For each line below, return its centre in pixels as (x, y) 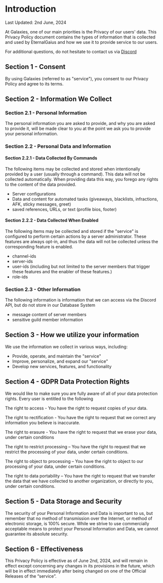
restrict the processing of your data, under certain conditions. (67, 452)
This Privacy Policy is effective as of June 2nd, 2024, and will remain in (76, 561)
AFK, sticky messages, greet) (42, 204)
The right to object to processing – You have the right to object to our (74, 461)
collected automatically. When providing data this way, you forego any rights (82, 179)
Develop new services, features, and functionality (62, 366)
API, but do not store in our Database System (50, 305)
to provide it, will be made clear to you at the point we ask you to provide (78, 129)
